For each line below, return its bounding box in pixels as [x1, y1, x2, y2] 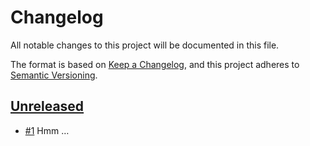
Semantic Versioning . [10, 69, 98, 81]
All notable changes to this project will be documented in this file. [10, 39, 280, 51]
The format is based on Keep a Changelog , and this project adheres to [10, 58, 300, 70]
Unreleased [10, 98, 85, 115]
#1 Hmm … [24, 124, 70, 136]
